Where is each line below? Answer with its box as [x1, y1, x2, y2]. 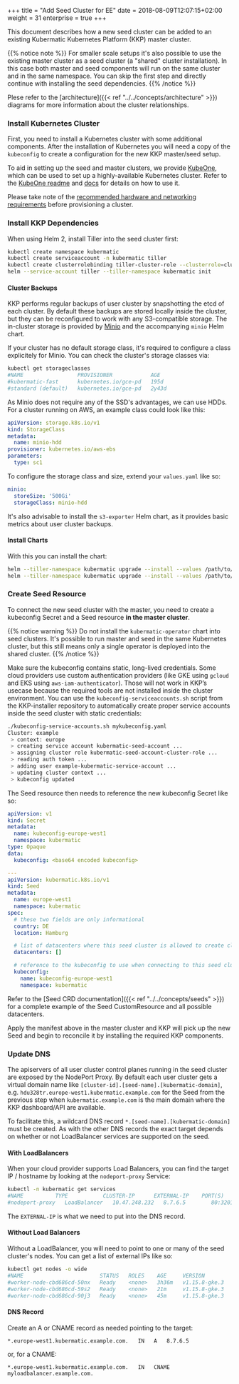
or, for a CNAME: [7, 1350, 57, 1358]
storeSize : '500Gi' [14, 492, 72, 499]
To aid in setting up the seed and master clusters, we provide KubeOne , [7, 164, 217, 172]
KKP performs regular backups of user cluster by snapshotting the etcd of [7, 299, 225, 308]
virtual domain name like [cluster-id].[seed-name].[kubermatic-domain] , [7, 1080, 223, 1088]
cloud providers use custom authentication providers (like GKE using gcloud [7, 671, 230, 679]
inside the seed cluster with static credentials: [7, 708, 142, 717]
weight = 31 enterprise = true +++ [7, 14, 107, 22]
